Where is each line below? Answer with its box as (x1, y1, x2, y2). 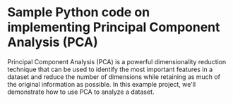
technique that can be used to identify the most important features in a (7, 65, 213, 73)
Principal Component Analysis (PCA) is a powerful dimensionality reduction (7, 57, 227, 66)
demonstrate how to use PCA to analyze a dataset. (7, 87, 155, 96)
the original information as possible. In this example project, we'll (7, 80, 196, 88)
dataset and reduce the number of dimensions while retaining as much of (7, 72, 221, 81)
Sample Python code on (7, 4, 150, 20)
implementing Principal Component (7, 19, 220, 35)
